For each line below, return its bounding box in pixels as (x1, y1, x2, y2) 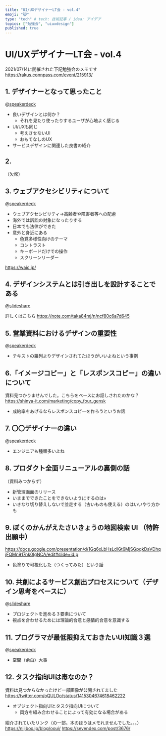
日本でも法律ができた (12, 223, 56, 229)
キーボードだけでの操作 (19, 248, 68, 254)
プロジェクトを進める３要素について (12, 611, 87, 617)
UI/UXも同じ (12, 123, 38, 129)
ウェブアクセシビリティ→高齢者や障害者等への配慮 (12, 211, 116, 217)
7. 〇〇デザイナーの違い (5, 424, 77, 433)
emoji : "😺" (5, 12, 29, 17)
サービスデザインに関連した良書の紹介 (12, 142, 91, 148)
